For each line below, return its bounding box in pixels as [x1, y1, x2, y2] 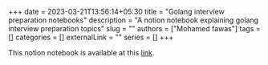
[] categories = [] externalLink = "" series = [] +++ [8, 32, 174, 42]
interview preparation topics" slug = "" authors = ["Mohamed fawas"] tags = [8, 24, 261, 33]
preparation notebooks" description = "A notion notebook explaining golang [8, 15, 259, 25]
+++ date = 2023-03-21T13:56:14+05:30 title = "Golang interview [8, 7, 225, 16]
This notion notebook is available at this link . [8, 48, 155, 57]
